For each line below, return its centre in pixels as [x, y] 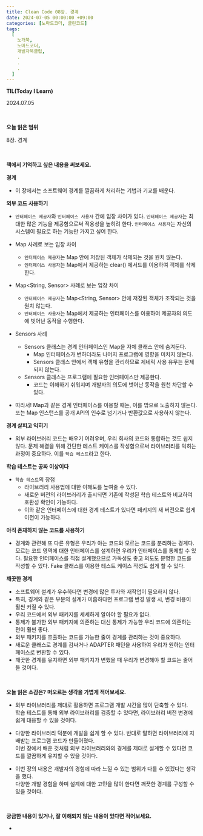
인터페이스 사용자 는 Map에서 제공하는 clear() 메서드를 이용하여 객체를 [104, 265]
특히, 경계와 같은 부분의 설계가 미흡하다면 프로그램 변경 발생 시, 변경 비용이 [103, 599]
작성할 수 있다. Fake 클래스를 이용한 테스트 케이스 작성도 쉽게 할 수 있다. [100, 566]
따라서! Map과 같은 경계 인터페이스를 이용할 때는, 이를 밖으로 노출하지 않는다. [106, 405]
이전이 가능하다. [43, 517]
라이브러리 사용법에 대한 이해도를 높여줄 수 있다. [81, 487]
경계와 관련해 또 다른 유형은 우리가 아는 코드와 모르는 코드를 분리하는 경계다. [105, 543]
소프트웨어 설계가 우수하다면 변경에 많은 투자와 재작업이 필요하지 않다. [98, 592]
